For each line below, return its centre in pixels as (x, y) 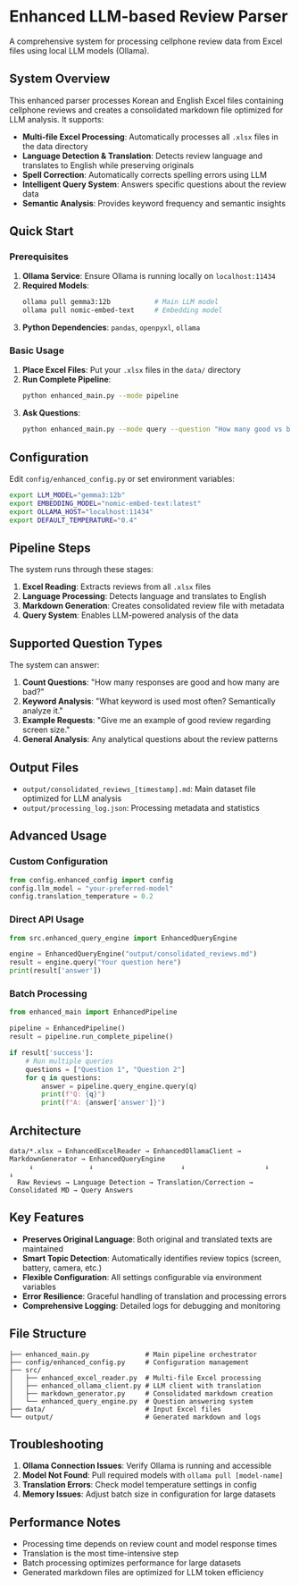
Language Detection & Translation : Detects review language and (142, 156)
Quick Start (42, 231)
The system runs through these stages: (81, 569)
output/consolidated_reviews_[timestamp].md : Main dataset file (139, 789)
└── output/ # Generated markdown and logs (135, 1417)
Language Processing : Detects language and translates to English (144, 596)
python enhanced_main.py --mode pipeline (100, 396)
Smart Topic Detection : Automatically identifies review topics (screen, (152, 1258)
